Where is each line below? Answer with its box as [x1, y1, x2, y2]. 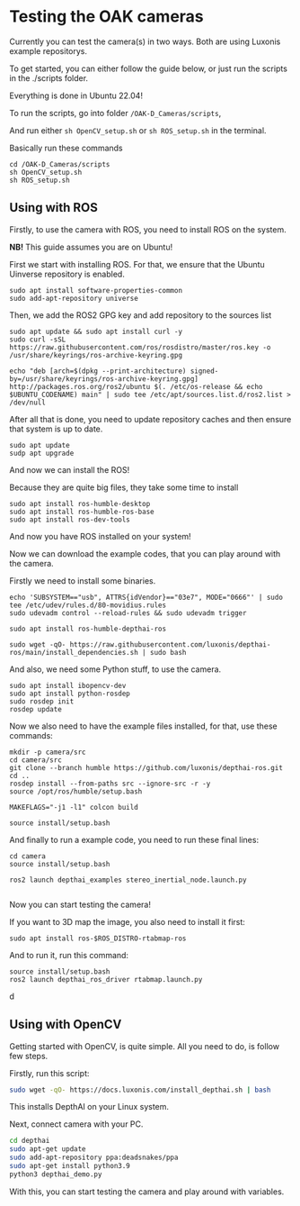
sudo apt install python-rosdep [9, 689, 130, 698]
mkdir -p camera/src [9, 748, 87, 757]
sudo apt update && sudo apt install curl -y [9, 327, 182, 336]
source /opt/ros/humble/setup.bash [9, 786, 143, 796]
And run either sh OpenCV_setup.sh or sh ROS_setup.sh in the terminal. [9, 124, 267, 136]
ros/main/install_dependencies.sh [9, 648, 139, 657]
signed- [190, 367, 219, 376]
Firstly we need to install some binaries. [9, 575, 156, 586]
